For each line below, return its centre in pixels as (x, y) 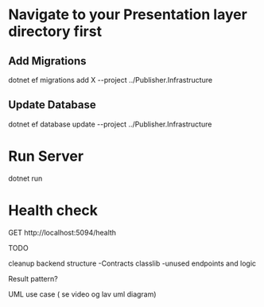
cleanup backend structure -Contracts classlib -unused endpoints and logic (132, 263)
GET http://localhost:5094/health (62, 232)
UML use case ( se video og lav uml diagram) (82, 294)
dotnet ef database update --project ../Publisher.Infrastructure (110, 124)
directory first (55, 31)
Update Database (52, 105)
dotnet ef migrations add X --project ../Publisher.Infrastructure (111, 80)
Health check (53, 210)
